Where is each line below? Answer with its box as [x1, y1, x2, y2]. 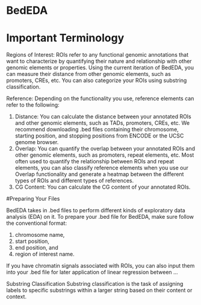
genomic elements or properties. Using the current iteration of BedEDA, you [6, 64, 194, 71]
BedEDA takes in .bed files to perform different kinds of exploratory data [6, 207, 185, 214]
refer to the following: [6, 101, 60, 108]
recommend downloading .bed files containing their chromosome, [14, 126, 179, 133]
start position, [14, 237, 50, 245]
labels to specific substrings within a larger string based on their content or [6, 287, 193, 294]
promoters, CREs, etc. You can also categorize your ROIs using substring [6, 77, 187, 84]
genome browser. [14, 139, 59, 146]
